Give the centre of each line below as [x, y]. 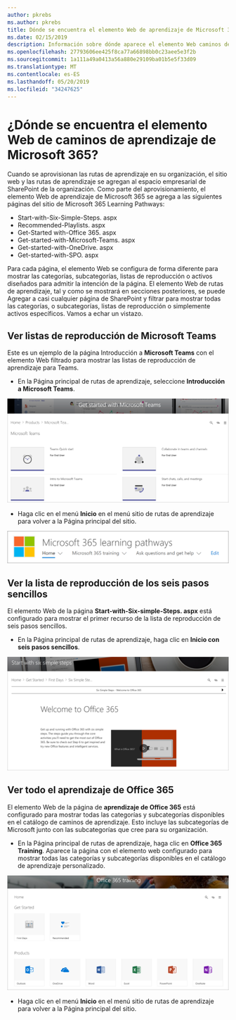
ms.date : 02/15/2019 [38, 37]
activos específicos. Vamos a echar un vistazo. [75, 314]
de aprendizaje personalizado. [61, 865]
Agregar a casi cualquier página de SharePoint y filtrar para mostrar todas [114, 298]
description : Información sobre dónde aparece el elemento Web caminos [114, 45]
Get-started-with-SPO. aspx [58, 255]
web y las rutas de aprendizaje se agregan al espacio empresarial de [107, 182]
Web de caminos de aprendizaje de [112, 140]
